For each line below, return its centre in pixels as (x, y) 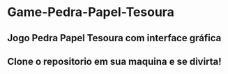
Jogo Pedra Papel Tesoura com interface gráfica (114, 38)
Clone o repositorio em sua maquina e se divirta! (114, 61)
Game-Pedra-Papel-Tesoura (91, 12)
